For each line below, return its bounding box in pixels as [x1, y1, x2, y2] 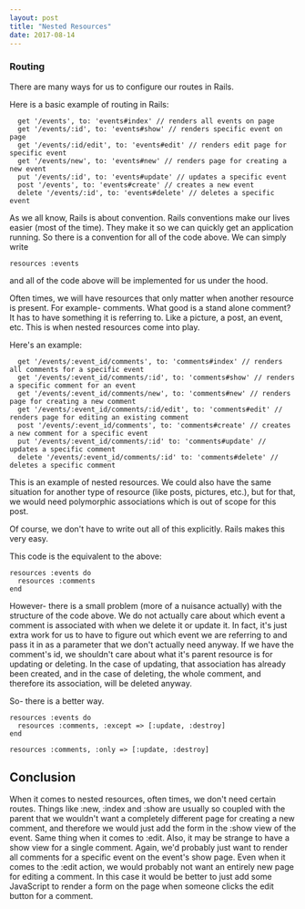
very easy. [9, 532, 48, 543]
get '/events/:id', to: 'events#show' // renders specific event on [17, 124, 283, 133]
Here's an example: [9, 339, 82, 350]
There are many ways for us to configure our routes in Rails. [9, 81, 235, 92]
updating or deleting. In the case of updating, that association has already [9, 658, 287, 669]
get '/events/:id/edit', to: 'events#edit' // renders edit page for [17, 140, 287, 150]
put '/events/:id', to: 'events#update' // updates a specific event [17, 172, 287, 181]
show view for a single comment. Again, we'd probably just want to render [9, 842, 289, 853]
